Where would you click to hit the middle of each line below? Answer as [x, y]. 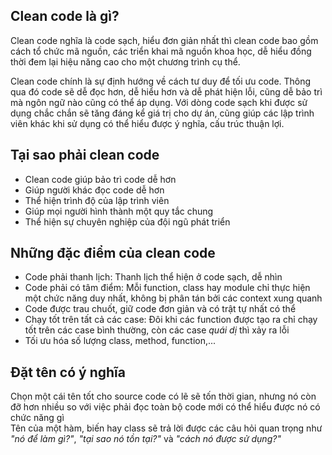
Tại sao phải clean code [85, 155]
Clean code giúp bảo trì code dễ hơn [100, 179]
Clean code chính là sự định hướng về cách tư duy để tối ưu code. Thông [161, 81]
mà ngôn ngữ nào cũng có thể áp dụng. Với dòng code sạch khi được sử [159, 102]
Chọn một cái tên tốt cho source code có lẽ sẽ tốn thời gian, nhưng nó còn [163, 396]
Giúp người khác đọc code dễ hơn [94, 190]
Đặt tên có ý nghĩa [68, 372]
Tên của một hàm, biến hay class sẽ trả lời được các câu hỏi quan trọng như [166, 428]
